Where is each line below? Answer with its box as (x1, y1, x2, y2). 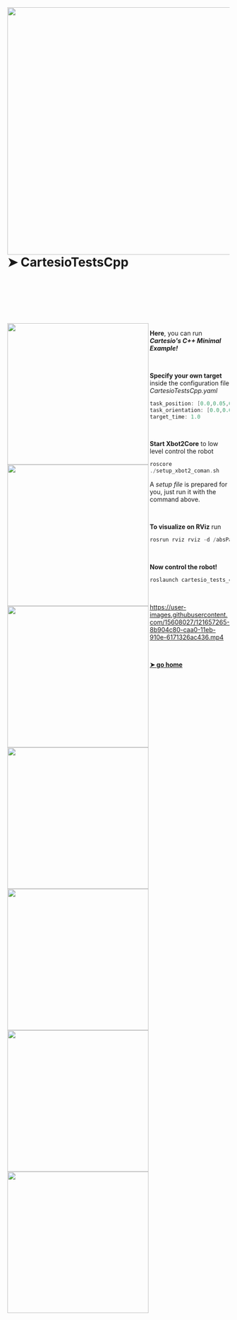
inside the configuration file (150, 378, 230, 387)
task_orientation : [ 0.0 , (150, 407, 223, 414)
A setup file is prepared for (150, 480, 228, 489)
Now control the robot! (150, 563, 217, 571)
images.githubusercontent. (150, 610, 228, 619)
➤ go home (150, 660, 183, 669)
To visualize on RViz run (150, 522, 221, 531)
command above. (150, 495, 200, 504)
